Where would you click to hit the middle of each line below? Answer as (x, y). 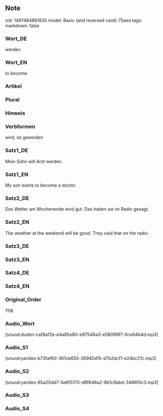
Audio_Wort (20, 323)
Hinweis (15, 113)
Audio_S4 (17, 408)
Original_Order (23, 300)
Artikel (13, 86)
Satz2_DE (17, 198)
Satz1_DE (17, 151)
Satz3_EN (17, 259)
